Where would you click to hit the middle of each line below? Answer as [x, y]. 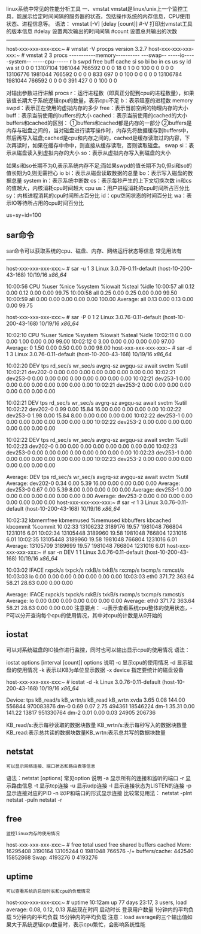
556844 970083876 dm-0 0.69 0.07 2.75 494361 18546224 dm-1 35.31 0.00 [100, 706]
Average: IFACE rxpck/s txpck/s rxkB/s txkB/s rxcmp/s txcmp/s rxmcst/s [95, 594]
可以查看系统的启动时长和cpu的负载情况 [48, 891]
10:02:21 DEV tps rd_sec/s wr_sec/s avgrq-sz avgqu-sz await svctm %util [97, 402]
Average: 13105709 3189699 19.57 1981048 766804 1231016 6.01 [86, 545]
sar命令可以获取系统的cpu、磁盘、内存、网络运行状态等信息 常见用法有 [94, 251]
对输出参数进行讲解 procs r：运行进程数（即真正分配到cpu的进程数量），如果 [100, 93]
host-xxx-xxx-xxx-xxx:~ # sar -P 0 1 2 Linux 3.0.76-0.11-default [84, 317]
